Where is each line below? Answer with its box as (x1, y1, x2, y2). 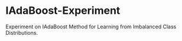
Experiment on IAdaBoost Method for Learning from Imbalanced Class (5, 23, 177, 30)
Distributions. (5, 29, 38, 36)
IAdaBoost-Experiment (5, 4, 121, 17)
